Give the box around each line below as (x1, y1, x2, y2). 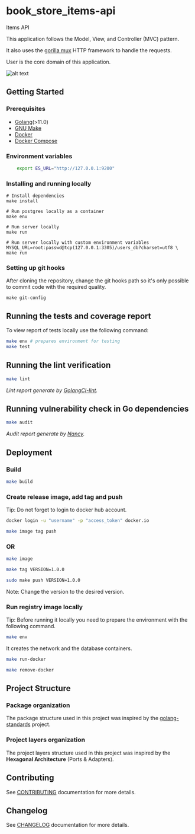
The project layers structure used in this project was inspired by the (6, 749, 171, 756)
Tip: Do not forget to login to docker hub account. (6, 506, 127, 514)
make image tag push (6, 529, 57, 534)
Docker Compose (14, 137, 58, 144)
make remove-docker (6, 667, 54, 673)
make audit (6, 419, 33, 425)
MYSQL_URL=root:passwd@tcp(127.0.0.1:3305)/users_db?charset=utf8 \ (6, 245, 178, 251)
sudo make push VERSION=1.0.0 (6, 577, 81, 583)
